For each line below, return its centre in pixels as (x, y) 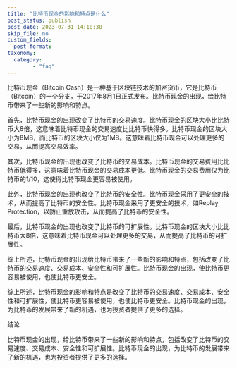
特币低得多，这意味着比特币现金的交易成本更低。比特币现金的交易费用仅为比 (119, 170)
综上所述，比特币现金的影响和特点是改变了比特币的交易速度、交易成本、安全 (119, 292)
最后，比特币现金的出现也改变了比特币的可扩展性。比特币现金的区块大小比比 (119, 226)
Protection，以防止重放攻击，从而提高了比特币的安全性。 (90, 211)
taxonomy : (22, 54)
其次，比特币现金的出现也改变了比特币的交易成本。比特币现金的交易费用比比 (119, 161)
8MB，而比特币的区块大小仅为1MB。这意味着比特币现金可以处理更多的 (122, 137)
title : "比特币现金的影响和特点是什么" (58, 14)
